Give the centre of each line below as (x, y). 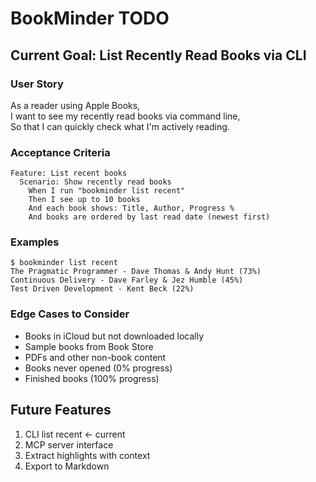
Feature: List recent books (69, 173)
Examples (35, 242)
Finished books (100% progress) (92, 378)
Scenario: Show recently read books (95, 182)
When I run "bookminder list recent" (107, 191)
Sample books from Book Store (89, 346)
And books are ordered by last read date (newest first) (149, 217)
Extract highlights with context (87, 455)
